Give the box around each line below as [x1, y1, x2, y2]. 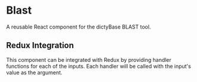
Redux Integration [6, 40, 74, 51]
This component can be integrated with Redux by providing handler [6, 56, 171, 63]
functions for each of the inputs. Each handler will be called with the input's [6, 62, 192, 70]
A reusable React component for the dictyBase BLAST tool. [6, 23, 151, 30]
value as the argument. [6, 69, 62, 76]
